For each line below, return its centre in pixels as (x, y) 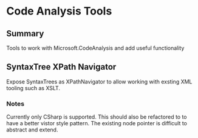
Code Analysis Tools (59, 11)
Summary (25, 34)
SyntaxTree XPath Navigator (61, 67)
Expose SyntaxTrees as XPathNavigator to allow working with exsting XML (99, 81)
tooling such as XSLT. (33, 88)
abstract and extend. (32, 130)
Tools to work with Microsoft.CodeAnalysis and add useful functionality (95, 48)
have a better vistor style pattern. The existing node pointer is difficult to (97, 123)
